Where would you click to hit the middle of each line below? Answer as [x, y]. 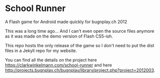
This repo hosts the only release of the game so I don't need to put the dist [80, 45]
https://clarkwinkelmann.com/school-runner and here [59, 65]
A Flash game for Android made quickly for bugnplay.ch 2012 [66, 22]
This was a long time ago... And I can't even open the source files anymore [80, 31]
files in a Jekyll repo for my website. [41, 51]
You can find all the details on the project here [51, 60]
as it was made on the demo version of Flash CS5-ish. [59, 36]
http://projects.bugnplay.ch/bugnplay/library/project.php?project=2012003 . [80, 70]
